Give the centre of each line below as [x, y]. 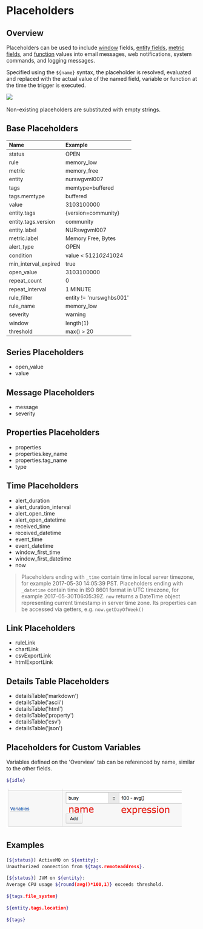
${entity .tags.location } [38, 908]
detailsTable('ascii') [39, 702]
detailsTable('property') [44, 716]
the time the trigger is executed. [46, 85]
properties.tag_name [41, 460]
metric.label [23, 238]
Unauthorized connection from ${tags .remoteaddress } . [76, 866]
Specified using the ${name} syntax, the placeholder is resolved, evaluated [99, 72]
